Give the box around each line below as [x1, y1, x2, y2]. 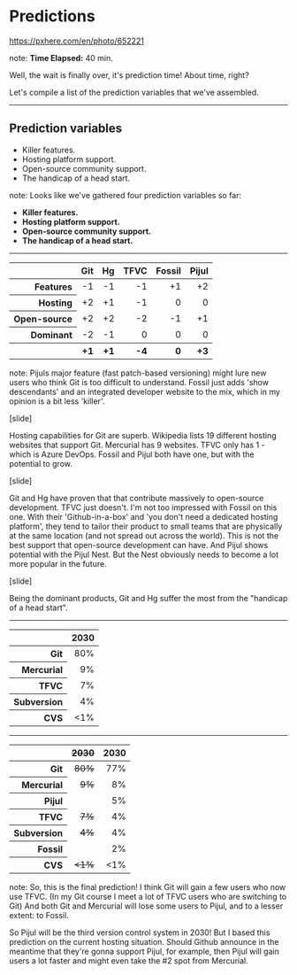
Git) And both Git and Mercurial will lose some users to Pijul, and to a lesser [9, 901, 284, 911]
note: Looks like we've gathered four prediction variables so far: [9, 190, 242, 200]
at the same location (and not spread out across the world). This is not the [9, 530, 279, 541]
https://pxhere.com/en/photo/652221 [9, 35, 144, 46]
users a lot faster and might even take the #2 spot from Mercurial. [9, 955, 249, 966]
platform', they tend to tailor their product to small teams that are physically [9, 521, 283, 531]
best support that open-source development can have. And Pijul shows [9, 539, 269, 550]
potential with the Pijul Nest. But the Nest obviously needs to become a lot [9, 549, 279, 560]
